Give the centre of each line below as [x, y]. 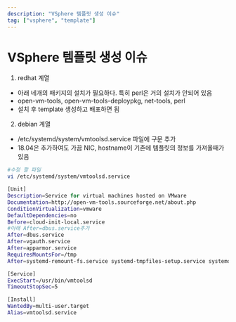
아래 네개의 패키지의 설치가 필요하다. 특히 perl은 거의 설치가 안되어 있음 [115, 93]
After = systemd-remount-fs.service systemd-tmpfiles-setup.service [106, 261]
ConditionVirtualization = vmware [54, 209]
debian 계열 [34, 124]
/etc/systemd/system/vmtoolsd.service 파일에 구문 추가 [97, 139]
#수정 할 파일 [24, 170]
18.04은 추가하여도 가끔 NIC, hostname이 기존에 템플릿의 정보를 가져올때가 [121, 148]
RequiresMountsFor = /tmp [42, 255]
